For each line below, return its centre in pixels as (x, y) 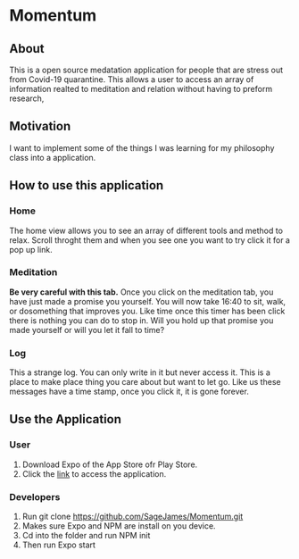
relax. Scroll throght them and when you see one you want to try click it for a (149, 240)
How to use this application (87, 185)
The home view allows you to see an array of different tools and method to (146, 230)
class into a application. (53, 157)
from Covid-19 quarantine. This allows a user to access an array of (132, 79)
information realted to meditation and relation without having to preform (141, 89)
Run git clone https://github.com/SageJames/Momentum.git (133, 517)
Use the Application (66, 419)
